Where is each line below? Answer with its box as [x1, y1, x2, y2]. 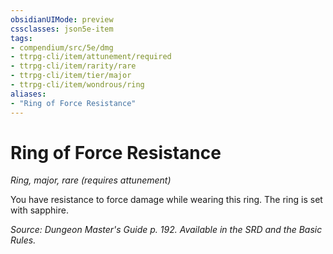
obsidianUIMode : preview [10, 14, 114, 25]
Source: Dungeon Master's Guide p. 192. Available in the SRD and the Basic [10, 224, 323, 236]
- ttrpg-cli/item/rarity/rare [10, 61, 137, 71]
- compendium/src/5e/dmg [10, 42, 114, 53]
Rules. [10, 234, 37, 246]
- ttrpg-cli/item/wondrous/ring [10, 80, 145, 90]
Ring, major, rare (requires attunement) [10, 174, 172, 186]
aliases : [10, 89, 47, 99]
